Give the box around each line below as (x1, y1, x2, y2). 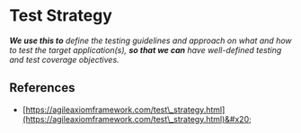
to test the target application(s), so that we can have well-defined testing (9, 44, 282, 55)
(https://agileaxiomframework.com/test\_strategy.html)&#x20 (22, 113, 250, 124)
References (9, 80, 75, 95)
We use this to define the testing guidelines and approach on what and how (9, 35, 292, 46)
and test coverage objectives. (9, 54, 120, 65)
